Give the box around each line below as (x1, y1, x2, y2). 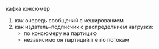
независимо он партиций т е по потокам (23, 36, 130, 43)
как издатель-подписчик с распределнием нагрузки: (14, 24, 154, 30)
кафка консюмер (5, 5, 50, 12)
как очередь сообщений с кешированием (14, 17, 124, 24)
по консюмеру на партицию (23, 30, 97, 37)
